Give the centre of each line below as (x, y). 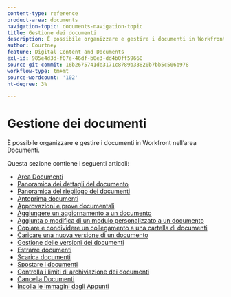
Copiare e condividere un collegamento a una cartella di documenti (112, 228)
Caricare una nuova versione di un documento (83, 235)
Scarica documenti (44, 257)
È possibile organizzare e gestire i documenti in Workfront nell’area (102, 143)
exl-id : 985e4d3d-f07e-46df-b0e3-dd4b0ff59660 (75, 58)
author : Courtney (32, 45)
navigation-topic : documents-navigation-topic (75, 26)
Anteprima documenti (48, 199)
